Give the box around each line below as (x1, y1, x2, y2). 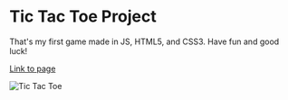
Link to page (9, 63, 56, 74)
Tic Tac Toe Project (9, 6, 157, 27)
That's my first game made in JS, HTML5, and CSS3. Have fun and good (9, 36, 280, 47)
